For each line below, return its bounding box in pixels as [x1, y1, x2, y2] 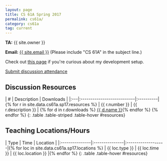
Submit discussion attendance [5, 68, 67, 75]
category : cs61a [5, 21, 39, 26]
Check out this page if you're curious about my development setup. [5, 59, 144, 65]
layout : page [5, 7, 32, 12]
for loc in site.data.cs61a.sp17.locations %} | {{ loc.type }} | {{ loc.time [15, 145, 159, 151]
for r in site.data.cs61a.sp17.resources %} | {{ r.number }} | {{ [12, 101, 137, 107]
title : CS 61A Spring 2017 [5, 12, 61, 17]
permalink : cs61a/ [5, 16, 43, 21]
